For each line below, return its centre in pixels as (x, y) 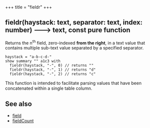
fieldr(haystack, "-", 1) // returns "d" (53, 70)
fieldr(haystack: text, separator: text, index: (74, 22)
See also (19, 104)
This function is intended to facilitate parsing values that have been (73, 83)
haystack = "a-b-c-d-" (28, 57)
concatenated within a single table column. (49, 88)
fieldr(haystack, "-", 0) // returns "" (52, 66)
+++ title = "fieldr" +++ (29, 7)
